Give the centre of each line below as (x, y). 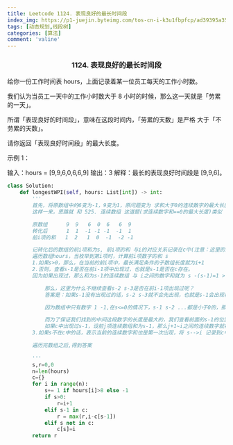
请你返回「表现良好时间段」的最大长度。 (65, 143)
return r (45, 436)
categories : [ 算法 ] (34, 33)
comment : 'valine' (34, 40)
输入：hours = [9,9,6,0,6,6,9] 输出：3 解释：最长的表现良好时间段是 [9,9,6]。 (116, 173)
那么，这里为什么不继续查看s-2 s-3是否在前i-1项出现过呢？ (119, 288)
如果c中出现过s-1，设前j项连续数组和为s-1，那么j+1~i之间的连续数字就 (134, 326)
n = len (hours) (51, 371)
